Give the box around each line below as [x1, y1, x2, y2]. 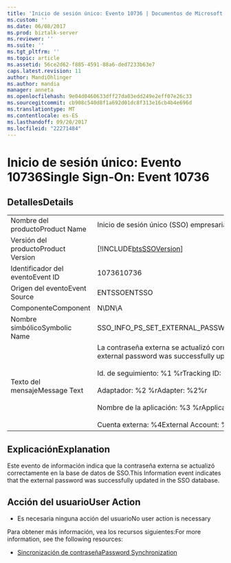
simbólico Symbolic [10, 323, 72, 333]
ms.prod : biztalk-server [7, 29, 78, 36]
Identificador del [10, 264, 64, 273]
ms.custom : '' [7, 16, 48, 23]
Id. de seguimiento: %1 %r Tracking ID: [97, 369, 221, 378]
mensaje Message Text [10, 386, 84, 395]
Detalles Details [7, 196, 74, 208]
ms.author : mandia [7, 80, 60, 87]
